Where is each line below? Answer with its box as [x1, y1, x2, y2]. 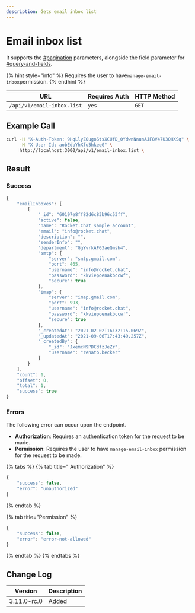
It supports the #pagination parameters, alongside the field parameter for [6, 54, 185, 61]
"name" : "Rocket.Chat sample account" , [37, 223, 136, 229]
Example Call [6, 120, 55, 131]
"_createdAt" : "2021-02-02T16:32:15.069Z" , [37, 328, 147, 334]
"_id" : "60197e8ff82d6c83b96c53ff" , [37, 212, 129, 218]
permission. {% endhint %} [19, 78, 86, 85]
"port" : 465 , [48, 262, 81, 268]
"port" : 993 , [48, 300, 81, 306]
